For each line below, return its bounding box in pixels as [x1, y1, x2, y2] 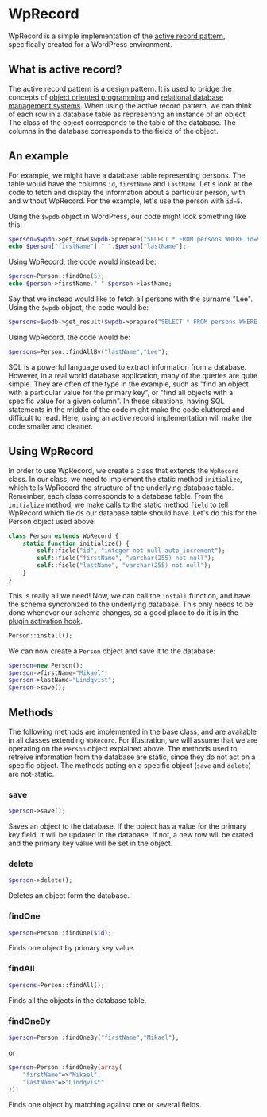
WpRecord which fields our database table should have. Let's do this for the [8, 508, 257, 518]
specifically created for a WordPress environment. [8, 39, 172, 49]
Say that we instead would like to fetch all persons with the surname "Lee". [8, 294, 253, 304]
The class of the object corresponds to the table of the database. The [8, 117, 236, 127]
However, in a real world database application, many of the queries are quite [8, 370, 258, 380]
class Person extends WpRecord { [8, 531, 119, 540]
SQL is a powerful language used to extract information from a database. [8, 362, 247, 371]
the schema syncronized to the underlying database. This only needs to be [8, 599, 253, 609]
